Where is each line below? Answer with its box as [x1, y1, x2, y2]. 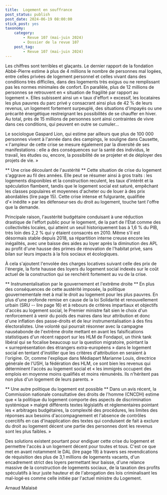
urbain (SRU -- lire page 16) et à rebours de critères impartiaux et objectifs [5, 302, 158, 308]
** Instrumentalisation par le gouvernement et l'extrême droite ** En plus [5, 280, 155, 287]
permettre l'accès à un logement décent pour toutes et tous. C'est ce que [5, 443, 156, 449]
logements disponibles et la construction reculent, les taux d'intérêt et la [5, 178, 154, 184]
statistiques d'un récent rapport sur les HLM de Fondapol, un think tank [5, 334, 152, 340]
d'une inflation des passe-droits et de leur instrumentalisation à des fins [5, 318, 153, 324]
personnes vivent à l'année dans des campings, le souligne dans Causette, [5, 136, 159, 142]
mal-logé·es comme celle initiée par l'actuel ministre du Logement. [5, 475, 142, 481]
